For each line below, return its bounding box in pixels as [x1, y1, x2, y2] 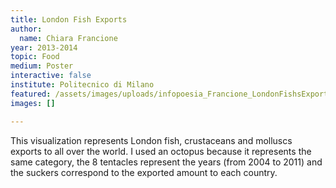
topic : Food [10, 52, 60, 62]
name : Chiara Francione [19, 33, 118, 43]
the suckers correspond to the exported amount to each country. [10, 166, 278, 178]
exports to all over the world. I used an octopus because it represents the [10, 145, 312, 157]
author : [10, 24, 43, 34]
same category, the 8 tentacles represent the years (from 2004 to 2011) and [10, 156, 323, 168]
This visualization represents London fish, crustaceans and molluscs [10, 134, 293, 146]
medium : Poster [10, 61, 74, 71]
